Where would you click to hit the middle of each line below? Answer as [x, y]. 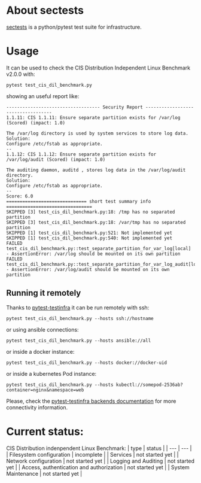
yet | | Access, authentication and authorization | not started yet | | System [98, 467]
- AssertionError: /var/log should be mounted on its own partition [93, 254]
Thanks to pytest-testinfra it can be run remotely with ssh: [78, 307]
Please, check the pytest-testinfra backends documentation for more [91, 401]
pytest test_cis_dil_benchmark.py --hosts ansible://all [79, 341]
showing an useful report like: [43, 96]
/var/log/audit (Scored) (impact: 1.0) [56, 159]
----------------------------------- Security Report [75, 107]
